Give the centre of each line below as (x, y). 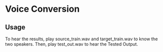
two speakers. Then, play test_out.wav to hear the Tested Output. (72, 44)
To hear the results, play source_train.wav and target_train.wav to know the (81, 39)
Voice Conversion (42, 9)
